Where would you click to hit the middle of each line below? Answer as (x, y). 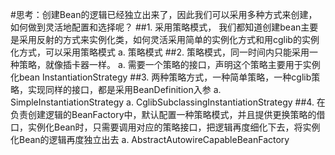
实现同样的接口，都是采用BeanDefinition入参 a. (124, 89)
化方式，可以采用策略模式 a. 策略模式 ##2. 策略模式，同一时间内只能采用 (160, 52)
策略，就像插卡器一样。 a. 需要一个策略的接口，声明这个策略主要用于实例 (169, 64)
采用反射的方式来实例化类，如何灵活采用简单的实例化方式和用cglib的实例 (169, 39)
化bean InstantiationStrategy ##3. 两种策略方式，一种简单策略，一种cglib (161, 77)
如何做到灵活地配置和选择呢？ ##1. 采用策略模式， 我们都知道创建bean (156, 27)
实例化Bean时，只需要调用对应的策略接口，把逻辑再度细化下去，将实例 (174, 127)
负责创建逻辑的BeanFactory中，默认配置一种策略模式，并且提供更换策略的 (163, 114)
